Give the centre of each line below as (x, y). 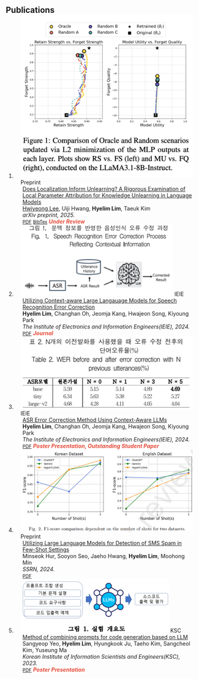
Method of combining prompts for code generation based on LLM (105, 637)
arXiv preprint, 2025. (49, 215)
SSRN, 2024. (39, 569)
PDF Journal (38, 333)
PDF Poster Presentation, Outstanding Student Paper (91, 446)
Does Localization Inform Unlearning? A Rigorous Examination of (104, 189)
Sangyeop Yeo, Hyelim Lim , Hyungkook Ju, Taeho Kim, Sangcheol (106, 643)
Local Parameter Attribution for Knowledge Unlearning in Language (107, 196)
